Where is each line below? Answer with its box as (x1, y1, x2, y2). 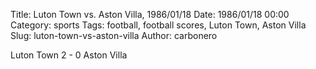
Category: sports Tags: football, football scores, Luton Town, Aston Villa (10, 19, 307, 31)
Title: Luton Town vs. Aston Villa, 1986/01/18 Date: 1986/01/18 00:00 (10, 9, 290, 20)
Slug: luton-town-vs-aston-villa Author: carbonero (10, 30, 218, 41)
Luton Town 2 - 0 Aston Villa (10, 49, 128, 61)
